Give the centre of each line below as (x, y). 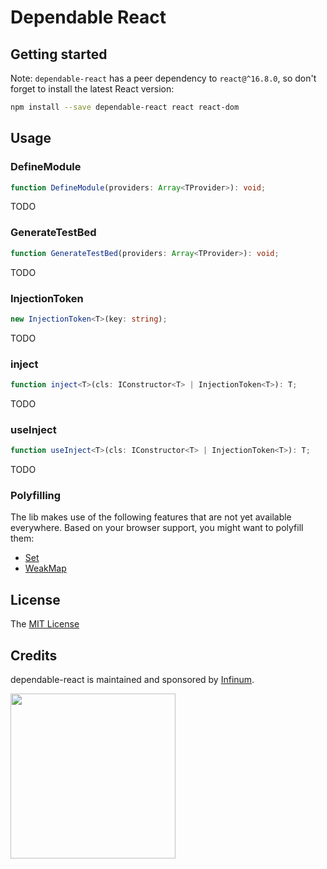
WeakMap (45, 568)
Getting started (59, 54)
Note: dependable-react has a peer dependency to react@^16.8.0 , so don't (163, 78)
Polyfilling (36, 496)
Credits (34, 655)
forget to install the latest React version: (92, 89)
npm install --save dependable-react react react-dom (125, 107)
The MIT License (45, 624)
